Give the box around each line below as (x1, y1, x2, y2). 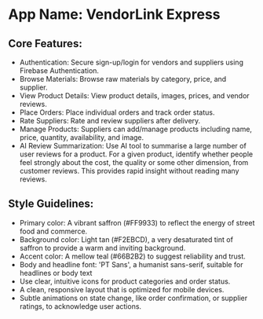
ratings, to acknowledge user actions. (19, 301, 142, 311)
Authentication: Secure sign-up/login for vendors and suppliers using (19, 57, 243, 67)
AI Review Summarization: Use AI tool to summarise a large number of (19, 141, 247, 150)
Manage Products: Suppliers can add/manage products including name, (19, 124, 253, 134)
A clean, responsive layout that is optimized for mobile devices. (19, 284, 225, 294)
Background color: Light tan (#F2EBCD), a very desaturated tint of (19, 234, 234, 244)
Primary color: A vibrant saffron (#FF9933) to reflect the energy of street (19, 218, 255, 227)
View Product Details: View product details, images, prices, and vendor (19, 91, 250, 100)
